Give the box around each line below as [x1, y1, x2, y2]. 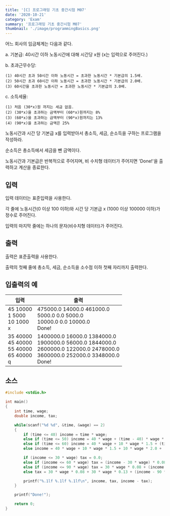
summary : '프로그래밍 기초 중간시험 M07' [5, 21, 82, 27]
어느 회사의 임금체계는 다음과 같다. [5, 41, 73, 47]
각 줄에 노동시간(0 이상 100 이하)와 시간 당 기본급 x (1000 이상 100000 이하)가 [5, 205, 160, 211]
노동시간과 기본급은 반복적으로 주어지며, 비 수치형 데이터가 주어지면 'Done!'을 [5, 158, 158, 164]
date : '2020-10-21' [5, 12, 47, 17]
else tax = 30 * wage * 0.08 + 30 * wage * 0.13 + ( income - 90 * [23, 469, 166, 475]
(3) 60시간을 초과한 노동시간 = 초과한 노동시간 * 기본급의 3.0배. [5, 84, 127, 89]
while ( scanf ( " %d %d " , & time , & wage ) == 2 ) [14, 422, 105, 427]
